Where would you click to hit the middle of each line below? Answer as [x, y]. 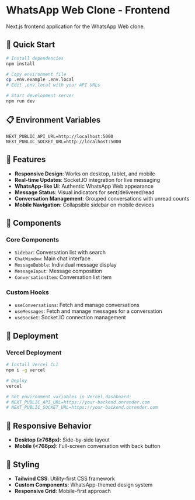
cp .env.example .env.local [40, 80]
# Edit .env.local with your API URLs [53, 85]
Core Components [33, 239]
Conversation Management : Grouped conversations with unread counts [102, 198]
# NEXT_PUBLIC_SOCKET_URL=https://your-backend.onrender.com [82, 408]
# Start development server [40, 96]
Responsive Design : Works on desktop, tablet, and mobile [85, 174]
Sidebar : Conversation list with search [60, 253]
